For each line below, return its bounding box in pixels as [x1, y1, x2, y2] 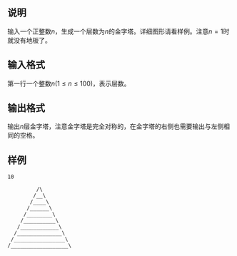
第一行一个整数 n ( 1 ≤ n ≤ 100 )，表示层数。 [7, 79, 131, 88]
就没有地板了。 [7, 36, 51, 44]
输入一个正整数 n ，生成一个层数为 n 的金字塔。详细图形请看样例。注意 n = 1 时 [7, 27, 230, 36]
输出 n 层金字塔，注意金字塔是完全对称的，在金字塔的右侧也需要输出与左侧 [7, 122, 224, 130]
